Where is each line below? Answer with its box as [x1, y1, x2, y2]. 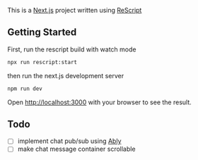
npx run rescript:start [7, 59, 78, 66]
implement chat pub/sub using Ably [17, 137, 122, 145]
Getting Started [7, 26, 77, 38]
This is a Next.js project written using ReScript [7, 6, 142, 14]
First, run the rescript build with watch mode [7, 45, 136, 54]
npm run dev [7, 85, 42, 92]
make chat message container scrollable [17, 144, 136, 154]
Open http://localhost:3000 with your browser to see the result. [7, 98, 192, 106]
